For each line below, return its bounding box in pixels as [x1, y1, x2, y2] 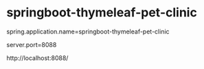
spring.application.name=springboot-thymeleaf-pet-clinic [6, 27, 170, 36]
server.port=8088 [6, 40, 57, 49]
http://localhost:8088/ [6, 53, 69, 62]
